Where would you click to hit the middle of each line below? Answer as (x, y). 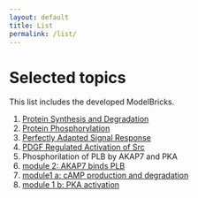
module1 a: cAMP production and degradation (105, 175)
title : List (31, 26)
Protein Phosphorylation (66, 128)
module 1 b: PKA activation (71, 185)
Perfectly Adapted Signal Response (87, 138)
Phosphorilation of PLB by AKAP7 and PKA (100, 156)
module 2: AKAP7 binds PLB (73, 166)
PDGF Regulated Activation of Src (84, 148)
